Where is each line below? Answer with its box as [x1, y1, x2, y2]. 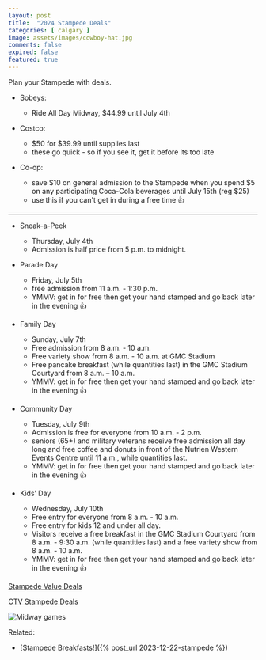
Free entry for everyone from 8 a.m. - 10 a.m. [31, 512, 179, 522]
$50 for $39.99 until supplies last [31, 138, 140, 148]
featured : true [8, 56, 59, 64]
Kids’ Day [19, 488, 51, 498]
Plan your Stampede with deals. [8, 77, 112, 87]
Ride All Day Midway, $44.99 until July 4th [31, 108, 170, 117]
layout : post [8, 11, 51, 20]
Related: [8, 627, 36, 637]
